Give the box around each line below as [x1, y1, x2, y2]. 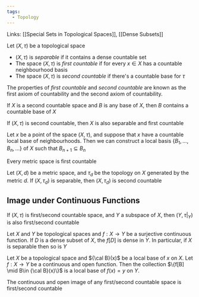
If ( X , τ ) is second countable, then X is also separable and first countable [7, 119, 184, 126]
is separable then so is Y [7, 243, 67, 250]
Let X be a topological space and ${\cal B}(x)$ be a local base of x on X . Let [7, 254, 193, 261]
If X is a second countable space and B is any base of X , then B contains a [7, 101, 189, 108]
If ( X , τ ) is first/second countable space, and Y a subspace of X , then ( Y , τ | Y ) [7, 211, 194, 220]
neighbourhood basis [15, 66, 68, 73]
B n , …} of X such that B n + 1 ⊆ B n [7, 145, 86, 154]
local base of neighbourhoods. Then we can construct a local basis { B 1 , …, [7, 137, 189, 146]
